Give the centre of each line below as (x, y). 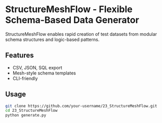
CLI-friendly (25, 78)
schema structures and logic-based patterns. (52, 39)
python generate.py (26, 115)
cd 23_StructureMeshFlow (31, 111)
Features (19, 55)
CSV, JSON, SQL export (37, 67)
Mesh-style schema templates (44, 73)
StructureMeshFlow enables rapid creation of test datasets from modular (81, 34)
